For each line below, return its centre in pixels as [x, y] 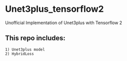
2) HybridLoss [20, 54]
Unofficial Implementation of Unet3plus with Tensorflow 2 [63, 23]
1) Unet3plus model [25, 49]
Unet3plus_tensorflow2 [55, 9]
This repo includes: [35, 38]
